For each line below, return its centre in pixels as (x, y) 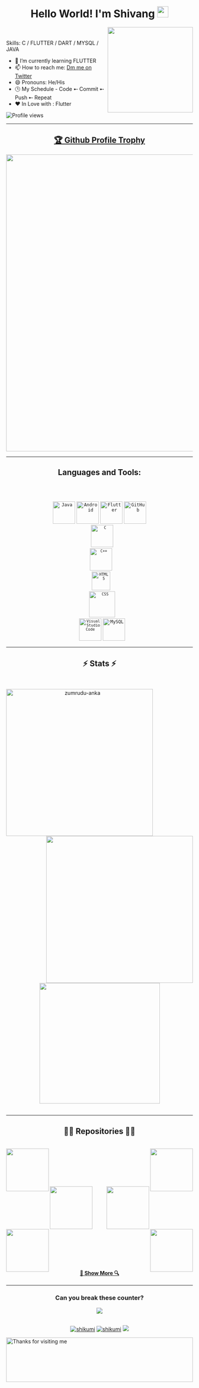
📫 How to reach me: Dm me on (53, 67)
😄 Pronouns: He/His (40, 82)
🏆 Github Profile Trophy (99, 140)
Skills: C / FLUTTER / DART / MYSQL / (52, 43)
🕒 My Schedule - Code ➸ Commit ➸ (60, 88)
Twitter (23, 76)
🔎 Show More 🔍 (99, 1273)
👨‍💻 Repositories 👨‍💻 (99, 1131)
